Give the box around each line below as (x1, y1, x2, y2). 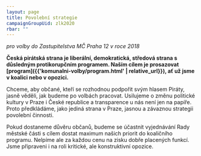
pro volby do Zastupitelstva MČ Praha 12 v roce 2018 (6, 43, 140, 50)
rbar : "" (6, 26, 29, 32)
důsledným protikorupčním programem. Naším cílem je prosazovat (6, 61, 179, 68)
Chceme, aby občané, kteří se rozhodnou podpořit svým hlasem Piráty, (6, 86, 185, 93)
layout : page (6, 9, 40, 15)
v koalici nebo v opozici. (6, 74, 69, 81)
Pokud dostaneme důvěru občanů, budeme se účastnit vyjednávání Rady (6, 123, 190, 131)
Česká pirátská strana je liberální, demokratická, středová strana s (6, 54, 178, 62)
